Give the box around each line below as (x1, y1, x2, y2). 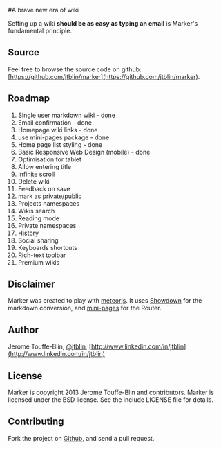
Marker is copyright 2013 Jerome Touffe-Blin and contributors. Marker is (8, 388, 215, 397)
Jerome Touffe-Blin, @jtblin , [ (8, 342, 92, 351)
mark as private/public (17, 192, 82, 200)
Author (8, 324, 39, 335)
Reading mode (17, 214, 59, 222)
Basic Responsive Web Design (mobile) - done (17, 148, 151, 156)
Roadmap (8, 93, 50, 105)
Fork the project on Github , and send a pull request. (8, 434, 155, 442)
